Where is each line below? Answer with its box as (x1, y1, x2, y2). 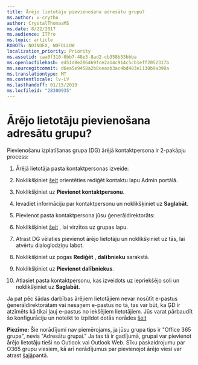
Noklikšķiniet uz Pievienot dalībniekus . (15, 265, 114, 272)
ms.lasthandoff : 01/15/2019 (7, 82, 78, 88)
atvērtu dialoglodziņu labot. (15, 242, 84, 249)
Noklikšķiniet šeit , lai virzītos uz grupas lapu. (15, 223, 129, 231)
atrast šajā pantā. (7, 352, 49, 359)
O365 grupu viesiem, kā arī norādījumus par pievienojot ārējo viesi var (7, 345, 182, 352)
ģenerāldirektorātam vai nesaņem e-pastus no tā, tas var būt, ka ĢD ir (7, 301, 180, 309)
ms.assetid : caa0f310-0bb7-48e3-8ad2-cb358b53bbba (7, 54, 137, 60)
